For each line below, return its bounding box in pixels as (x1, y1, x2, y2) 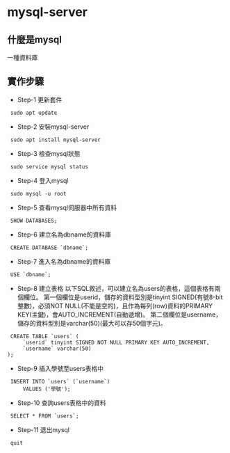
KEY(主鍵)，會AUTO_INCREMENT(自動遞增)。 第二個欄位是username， (17, 310, 222, 319)
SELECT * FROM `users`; (10, 412, 79, 420)
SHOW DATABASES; (10, 217, 58, 224)
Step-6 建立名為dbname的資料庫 (17, 230, 111, 239)
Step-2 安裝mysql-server (17, 122, 90, 131)
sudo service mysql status (10, 163, 89, 170)
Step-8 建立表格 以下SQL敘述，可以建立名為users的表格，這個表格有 (17, 284, 215, 292)
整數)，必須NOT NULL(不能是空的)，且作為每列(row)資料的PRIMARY (17, 301, 213, 310)
